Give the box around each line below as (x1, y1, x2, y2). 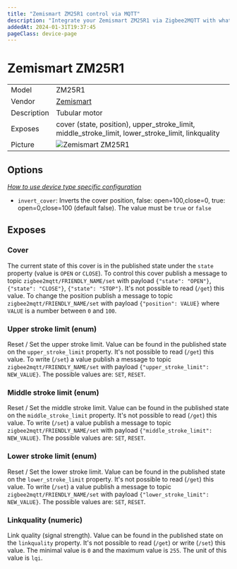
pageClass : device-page (7, 30, 78, 37)
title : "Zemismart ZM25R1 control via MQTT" (7, 10, 140, 18)
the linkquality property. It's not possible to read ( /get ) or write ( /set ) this (7, 538, 226, 547)
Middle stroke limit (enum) (7, 388, 99, 397)
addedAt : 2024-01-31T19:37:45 (7, 23, 97, 30)
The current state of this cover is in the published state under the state (7, 261, 214, 270)
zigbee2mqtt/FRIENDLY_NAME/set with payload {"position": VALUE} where (7, 299, 220, 307)
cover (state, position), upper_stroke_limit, (56, 119, 195, 129)
